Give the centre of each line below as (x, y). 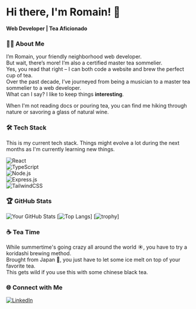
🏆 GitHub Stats (29, 201)
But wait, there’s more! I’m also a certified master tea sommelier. (84, 63)
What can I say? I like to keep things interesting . (65, 95)
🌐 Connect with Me (35, 288)
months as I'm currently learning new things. (61, 149)
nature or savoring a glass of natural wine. (57, 112)
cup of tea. (19, 76)
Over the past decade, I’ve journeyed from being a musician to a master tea (98, 82)
